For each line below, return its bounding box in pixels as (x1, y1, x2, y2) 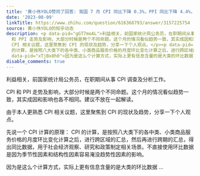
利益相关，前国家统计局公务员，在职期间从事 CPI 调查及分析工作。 (6, 76, 169, 83)
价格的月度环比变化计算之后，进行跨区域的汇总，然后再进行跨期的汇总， (11, 136, 189, 143)
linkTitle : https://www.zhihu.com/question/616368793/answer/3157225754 (6, 20, 190, 26)
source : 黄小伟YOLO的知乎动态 (6, 25, 74, 32)
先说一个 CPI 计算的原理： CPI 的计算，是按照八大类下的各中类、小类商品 (6, 128, 186, 136)
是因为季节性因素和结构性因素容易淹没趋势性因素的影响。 (6, 150, 147, 158)
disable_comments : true (6, 58, 65, 64)
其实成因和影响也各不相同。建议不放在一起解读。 (16, 96, 137, 103)
